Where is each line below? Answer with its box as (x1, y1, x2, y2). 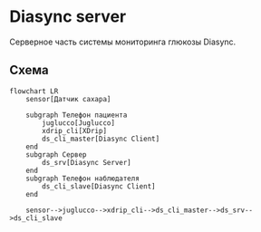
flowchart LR (9, 86, 59, 96)
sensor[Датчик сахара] (25, 94, 111, 103)
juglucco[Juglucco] (42, 118, 116, 128)
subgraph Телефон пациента (25, 111, 128, 120)
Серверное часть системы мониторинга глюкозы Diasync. (9, 36, 237, 47)
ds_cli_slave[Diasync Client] (42, 181, 156, 191)
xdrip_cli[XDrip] (42, 126, 107, 135)
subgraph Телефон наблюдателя (25, 174, 140, 183)
